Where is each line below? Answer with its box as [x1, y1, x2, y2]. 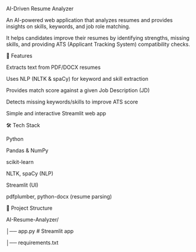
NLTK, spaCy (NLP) [6, 170, 54, 177]
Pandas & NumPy [6, 147, 49, 154]
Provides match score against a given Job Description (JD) [6, 87, 150, 94]
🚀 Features [6, 52, 33, 59]
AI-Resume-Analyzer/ [6, 216, 59, 223]
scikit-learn [6, 159, 34, 165]
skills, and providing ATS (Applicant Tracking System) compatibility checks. [6, 41, 191, 48]
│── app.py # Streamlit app [6, 228, 74, 234]
